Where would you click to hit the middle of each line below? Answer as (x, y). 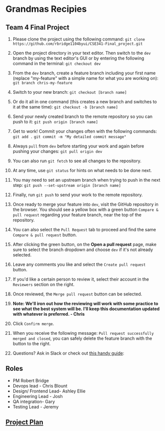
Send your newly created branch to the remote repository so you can (82, 116)
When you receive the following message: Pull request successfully (83, 333)
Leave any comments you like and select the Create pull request (79, 264)
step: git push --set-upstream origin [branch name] (67, 185)
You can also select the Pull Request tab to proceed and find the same (84, 230)
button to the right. (32, 343)
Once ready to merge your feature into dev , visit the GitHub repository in (85, 204)
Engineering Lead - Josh (38, 396)
